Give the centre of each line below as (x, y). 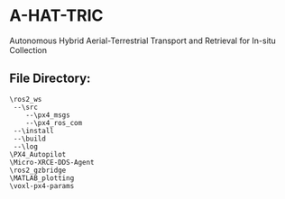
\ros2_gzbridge (38, 170)
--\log (26, 146)
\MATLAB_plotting (42, 178)
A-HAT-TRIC (56, 16)
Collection (28, 50)
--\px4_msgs (48, 115)
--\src (26, 107)
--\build (30, 139)
